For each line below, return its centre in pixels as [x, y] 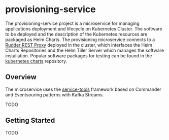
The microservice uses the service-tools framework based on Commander [83, 89]
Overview [21, 77]
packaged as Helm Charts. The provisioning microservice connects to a [80, 40]
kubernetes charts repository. [36, 61]
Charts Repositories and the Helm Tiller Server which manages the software [84, 50]
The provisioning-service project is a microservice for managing [72, 23]
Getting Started [30, 120]
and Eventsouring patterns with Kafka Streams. [55, 94]
